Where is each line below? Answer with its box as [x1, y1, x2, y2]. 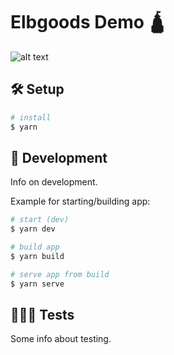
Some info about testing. [10, 333, 112, 345]
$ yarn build [10, 251, 65, 261]
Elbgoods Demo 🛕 [10, 11, 167, 34]
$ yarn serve [10, 279, 65, 289]
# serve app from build [10, 269, 110, 279]
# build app [10, 242, 60, 253]
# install [10, 112, 52, 123]
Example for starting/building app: [10, 195, 151, 208]
